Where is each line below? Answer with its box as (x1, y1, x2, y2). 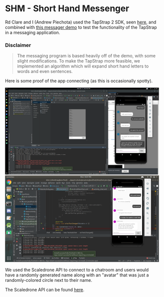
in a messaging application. (5, 29, 60, 35)
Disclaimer (5, 42, 31, 48)
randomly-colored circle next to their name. (5, 277, 93, 283)
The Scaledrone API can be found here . (5, 287, 84, 293)
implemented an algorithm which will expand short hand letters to (17, 63, 149, 69)
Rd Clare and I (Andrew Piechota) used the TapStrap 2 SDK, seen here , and (5, 19, 157, 25)
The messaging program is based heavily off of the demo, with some (17, 53, 156, 59)
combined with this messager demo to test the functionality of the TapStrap (5, 24, 157, 30)
